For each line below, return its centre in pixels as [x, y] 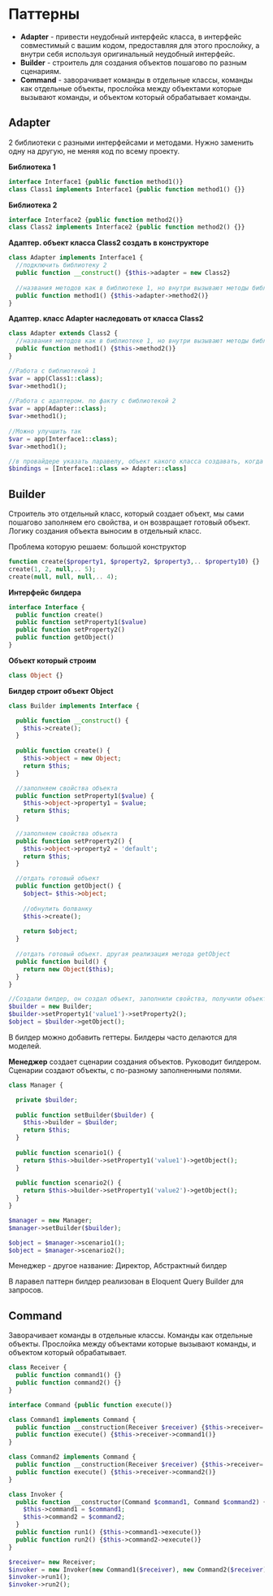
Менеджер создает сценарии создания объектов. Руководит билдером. [135, 1062]
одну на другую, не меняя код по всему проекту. [94, 150]
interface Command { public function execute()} [91, 1405]
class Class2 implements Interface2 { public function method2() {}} [127, 227]
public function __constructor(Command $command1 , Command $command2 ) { [141, 1502]
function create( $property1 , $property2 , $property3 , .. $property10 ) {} [134, 562]
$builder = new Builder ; [50, 1007]
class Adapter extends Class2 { [63, 334]
